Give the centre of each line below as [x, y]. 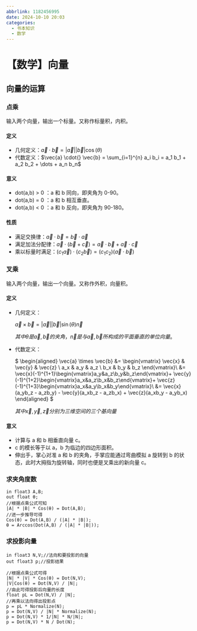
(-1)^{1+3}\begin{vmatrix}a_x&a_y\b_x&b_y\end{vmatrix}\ [84, 386]
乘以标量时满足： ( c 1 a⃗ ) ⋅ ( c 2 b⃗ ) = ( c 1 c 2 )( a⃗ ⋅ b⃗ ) [74, 252]
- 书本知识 [23, 28]
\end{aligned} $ [34, 399]
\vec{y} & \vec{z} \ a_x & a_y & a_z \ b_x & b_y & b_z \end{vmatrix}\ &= [100, 367]
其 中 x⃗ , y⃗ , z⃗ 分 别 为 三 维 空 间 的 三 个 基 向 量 [66, 411]
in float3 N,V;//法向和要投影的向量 [47, 555]
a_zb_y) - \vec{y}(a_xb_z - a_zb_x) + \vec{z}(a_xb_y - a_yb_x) [113, 392]
